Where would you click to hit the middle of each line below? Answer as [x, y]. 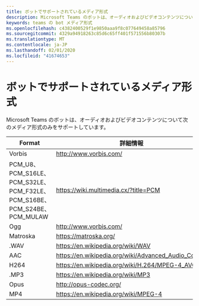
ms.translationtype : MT [36, 39]
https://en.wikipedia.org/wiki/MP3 [103, 275]
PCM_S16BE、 [30, 200]
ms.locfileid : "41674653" [38, 56]
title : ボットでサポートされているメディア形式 [57, 12]
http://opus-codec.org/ [89, 284]
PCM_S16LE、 [30, 173]
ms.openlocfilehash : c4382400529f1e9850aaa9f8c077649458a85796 [86, 28]
